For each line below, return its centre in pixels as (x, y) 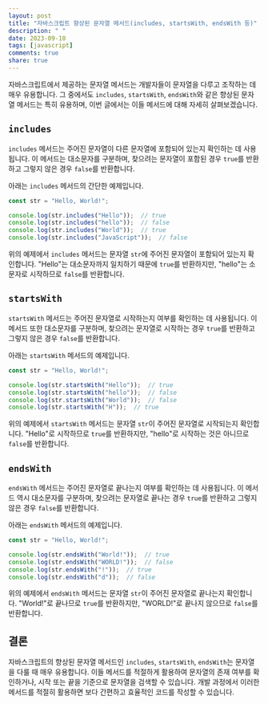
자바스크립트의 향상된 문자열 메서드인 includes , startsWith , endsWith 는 (121, 662)
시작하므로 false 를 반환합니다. (77, 275)
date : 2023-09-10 (37, 38)
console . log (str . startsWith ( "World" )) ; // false (93, 400)
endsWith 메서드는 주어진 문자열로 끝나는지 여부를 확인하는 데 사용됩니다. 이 (126, 488)
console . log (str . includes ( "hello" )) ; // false (89, 223)
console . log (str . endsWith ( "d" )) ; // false (82, 577)
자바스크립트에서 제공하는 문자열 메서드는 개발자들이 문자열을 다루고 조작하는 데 (132, 84)
